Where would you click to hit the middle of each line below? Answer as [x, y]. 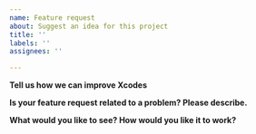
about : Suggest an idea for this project [89, 26]
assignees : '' [36, 52]
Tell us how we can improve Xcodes [79, 85]
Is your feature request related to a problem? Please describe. [128, 103]
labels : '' [30, 43]
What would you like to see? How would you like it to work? [123, 120]
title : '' [28, 34]
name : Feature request [52, 18]
